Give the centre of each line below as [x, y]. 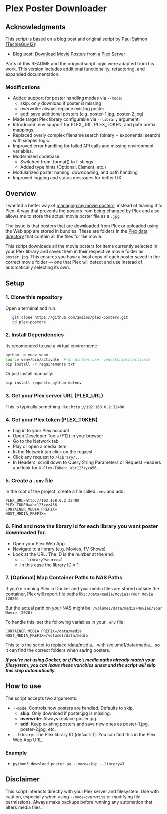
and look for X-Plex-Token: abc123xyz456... [58, 467]
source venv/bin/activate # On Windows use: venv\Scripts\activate [78, 360]
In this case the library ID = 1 [49, 565]
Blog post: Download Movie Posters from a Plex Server [69, 54]
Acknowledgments [36, 27]
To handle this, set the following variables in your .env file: [65, 622]
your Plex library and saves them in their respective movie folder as [75, 252]
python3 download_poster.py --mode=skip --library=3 [69, 764]
